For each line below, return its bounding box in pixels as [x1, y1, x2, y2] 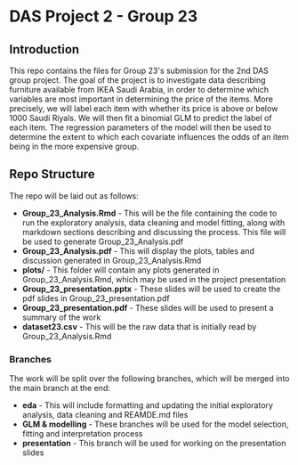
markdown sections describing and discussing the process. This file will [21, 226, 286, 237]
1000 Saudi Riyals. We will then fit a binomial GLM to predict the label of [9, 113, 273, 123]
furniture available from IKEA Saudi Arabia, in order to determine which [9, 85, 270, 94]
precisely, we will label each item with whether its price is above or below [9, 103, 278, 113]
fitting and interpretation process [21, 428, 143, 439]
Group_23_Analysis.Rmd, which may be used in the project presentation [21, 273, 286, 284]
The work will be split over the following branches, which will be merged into [9, 373, 290, 384]
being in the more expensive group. [9, 141, 140, 151]
